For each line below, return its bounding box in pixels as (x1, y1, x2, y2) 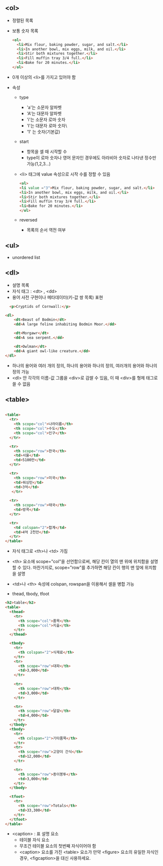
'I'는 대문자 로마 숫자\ (26, 122, 67, 128)
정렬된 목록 (12, 17, 34, 23)
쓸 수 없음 (12, 381, 31, 387)
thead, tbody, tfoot (12, 591, 50, 597)
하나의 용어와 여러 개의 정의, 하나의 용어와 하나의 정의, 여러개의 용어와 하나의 (12, 363, 158, 368)
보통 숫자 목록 (12, 28, 38, 34)
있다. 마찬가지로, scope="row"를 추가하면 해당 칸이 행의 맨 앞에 (22, 564, 144, 570)
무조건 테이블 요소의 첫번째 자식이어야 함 (19, 843, 96, 849)
